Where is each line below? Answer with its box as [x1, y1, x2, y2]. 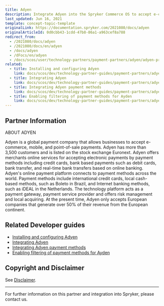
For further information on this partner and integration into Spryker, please [5, 291, 155, 297]
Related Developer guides [5, 221, 85, 229]
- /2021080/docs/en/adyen [9, 44, 62, 49]
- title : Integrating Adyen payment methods [9, 84, 102, 90]
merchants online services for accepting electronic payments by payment [5, 154, 153, 160]
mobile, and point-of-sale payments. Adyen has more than [29, 144, 146, 150]
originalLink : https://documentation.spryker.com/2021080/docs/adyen [5, 25, 150, 30]
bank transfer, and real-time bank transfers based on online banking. [5, 165, 143, 171]
